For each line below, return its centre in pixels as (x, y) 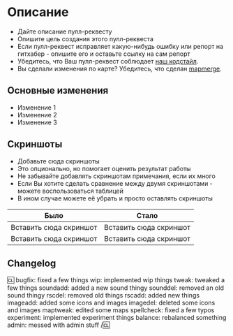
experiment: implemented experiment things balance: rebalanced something (117, 318)
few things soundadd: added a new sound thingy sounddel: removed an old (116, 288)
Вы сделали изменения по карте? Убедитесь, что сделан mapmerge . (119, 68)
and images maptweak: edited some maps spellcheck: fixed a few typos (111, 310)
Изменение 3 (37, 122)
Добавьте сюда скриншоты (58, 161)
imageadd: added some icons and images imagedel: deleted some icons (111, 303)
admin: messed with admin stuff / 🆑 (59, 325)
